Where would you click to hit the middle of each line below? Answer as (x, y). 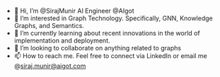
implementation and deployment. (62, 41)
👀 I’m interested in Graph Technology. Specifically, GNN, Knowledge (114, 18)
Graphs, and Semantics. (49, 26)
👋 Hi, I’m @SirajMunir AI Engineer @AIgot (74, 11)
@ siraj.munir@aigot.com (50, 66)
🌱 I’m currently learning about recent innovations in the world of (107, 33)
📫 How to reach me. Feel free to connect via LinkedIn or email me (110, 56)
